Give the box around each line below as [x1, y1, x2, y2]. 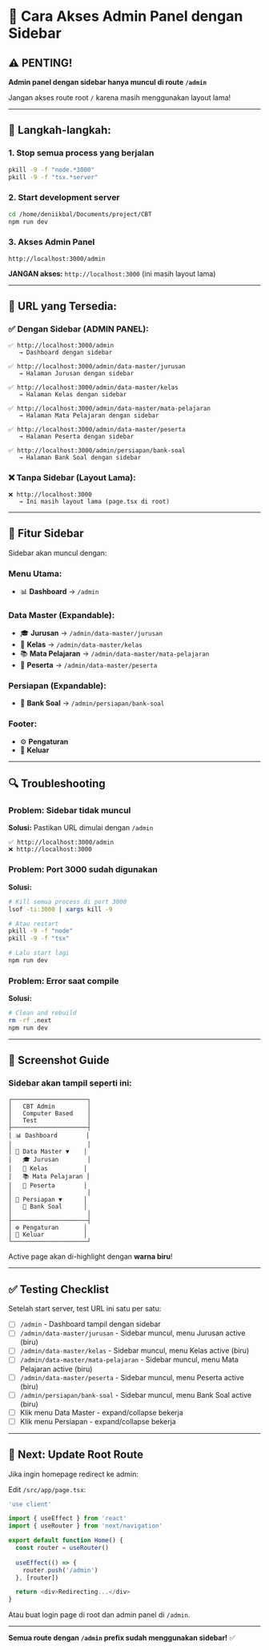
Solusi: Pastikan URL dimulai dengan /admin [8, 823, 154, 833]
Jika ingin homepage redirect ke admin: [8, 1469, 139, 1479]
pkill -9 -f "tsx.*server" [8, 173, 98, 181]
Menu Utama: [8, 568, 62, 579]
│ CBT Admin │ [8, 1102, 91, 1111]
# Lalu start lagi [8, 949, 70, 957]
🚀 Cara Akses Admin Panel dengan [8, 7, 243, 26]
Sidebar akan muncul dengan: [8, 548, 107, 557]
